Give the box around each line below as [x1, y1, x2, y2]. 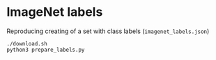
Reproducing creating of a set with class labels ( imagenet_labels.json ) [6, 27, 210, 35]
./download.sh [6, 40, 48, 47]
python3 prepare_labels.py [6, 46, 85, 53]
